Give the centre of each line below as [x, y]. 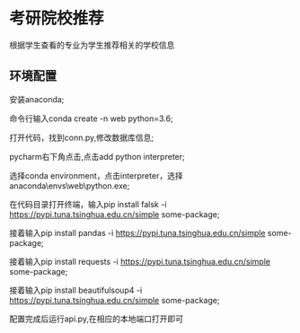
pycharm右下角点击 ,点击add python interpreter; [97, 156]
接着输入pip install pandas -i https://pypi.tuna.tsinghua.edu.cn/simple [137, 232]
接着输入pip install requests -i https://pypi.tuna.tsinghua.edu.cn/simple [140, 261]
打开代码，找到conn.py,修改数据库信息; [82, 137]
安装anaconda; [37, 99]
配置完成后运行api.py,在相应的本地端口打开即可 [97, 319]
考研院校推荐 [57, 18]
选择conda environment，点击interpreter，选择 [96, 175]
